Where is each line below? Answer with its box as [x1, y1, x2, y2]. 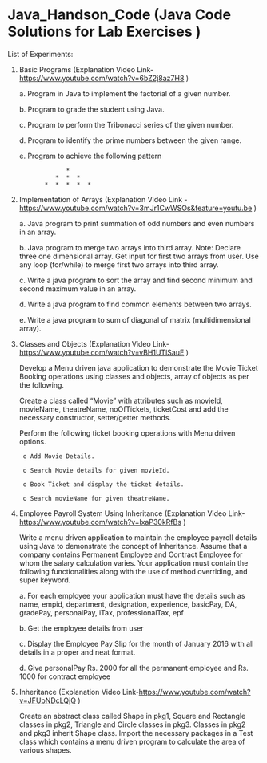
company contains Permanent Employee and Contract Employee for [18, 550, 243, 559]
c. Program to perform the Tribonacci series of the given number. [18, 120, 234, 129]
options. [18, 436, 46, 446]
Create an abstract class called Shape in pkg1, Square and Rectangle [18, 711, 246, 720]
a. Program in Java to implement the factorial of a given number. [18, 88, 231, 98]
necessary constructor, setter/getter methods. [18, 412, 172, 422]
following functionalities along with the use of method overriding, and [18, 566, 249, 576]
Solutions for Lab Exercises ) [7, 22, 201, 41]
